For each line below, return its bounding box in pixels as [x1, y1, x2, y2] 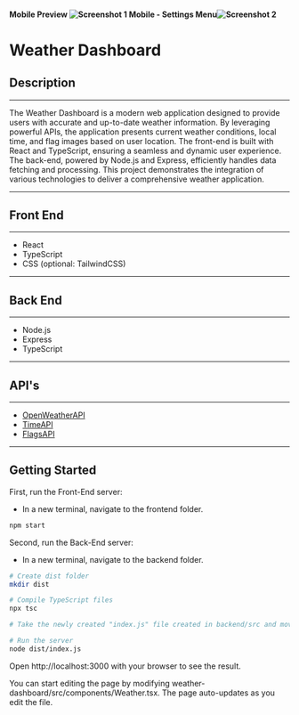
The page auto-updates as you [161, 687, 276, 698]
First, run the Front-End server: [9, 486, 123, 497]
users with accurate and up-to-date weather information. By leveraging [9, 117, 271, 127]
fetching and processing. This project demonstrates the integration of [9, 164, 264, 175]
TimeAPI [21, 419, 53, 430]
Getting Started [9, 463, 97, 478]
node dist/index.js [9, 644, 82, 654]
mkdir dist [9, 580, 50, 589]
